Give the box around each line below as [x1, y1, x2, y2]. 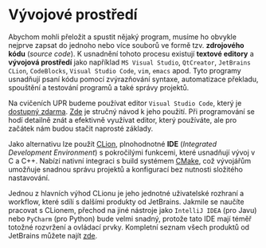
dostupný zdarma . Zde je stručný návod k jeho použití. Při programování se [8, 106, 255, 116]
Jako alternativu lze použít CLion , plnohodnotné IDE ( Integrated [8, 139, 217, 148]
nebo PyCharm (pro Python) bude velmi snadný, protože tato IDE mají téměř [8, 214, 252, 223]
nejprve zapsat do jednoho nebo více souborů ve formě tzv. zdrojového [8, 40, 244, 49]
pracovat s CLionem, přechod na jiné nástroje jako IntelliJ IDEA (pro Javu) [8, 205, 257, 215]
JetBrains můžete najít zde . [8, 230, 98, 240]
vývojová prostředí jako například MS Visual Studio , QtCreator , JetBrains [8, 57, 251, 67]
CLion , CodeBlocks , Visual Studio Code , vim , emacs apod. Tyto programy [8, 65, 241, 75]
